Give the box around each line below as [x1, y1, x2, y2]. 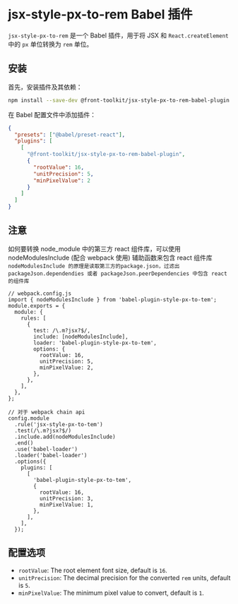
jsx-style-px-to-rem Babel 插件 [8, 6, 193, 23]
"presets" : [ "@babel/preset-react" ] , [14, 131, 126, 138]
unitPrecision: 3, [39, 495, 94, 502]
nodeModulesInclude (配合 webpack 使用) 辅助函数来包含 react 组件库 [8, 253, 213, 262]
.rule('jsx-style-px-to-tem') [14, 421, 103, 428]
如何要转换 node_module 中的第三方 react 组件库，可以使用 [8, 244, 181, 253]
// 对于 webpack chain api [8, 409, 85, 416]
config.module [8, 414, 50, 422]
